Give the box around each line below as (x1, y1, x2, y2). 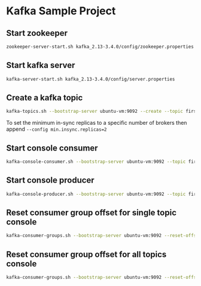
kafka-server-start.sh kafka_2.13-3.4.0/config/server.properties (6, 76, 175, 82)
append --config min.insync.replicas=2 (6, 125, 107, 133)
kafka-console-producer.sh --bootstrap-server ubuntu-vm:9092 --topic (6, 191, 186, 197)
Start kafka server (6, 60, 75, 70)
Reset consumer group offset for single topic (6, 208, 176, 218)
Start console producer (6, 175, 95, 186)
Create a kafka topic (6, 93, 83, 103)
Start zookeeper (6, 28, 68, 38)
